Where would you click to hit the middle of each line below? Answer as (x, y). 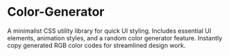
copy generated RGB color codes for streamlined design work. (96, 45)
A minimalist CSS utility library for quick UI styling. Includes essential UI (109, 31)
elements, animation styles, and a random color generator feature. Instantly (115, 38)
